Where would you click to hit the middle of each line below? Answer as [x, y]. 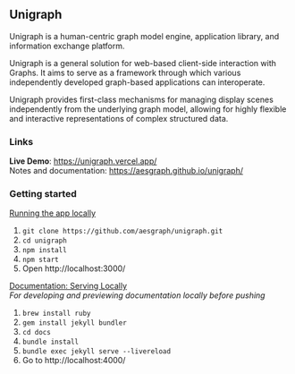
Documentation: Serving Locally [68, 286]
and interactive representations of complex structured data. [119, 118]
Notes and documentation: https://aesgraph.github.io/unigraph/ [126, 171]
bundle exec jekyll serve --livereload [97, 352]
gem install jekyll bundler [74, 323]
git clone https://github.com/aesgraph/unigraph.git [122, 232]
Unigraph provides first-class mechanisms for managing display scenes [142, 99]
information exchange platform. [67, 46]
